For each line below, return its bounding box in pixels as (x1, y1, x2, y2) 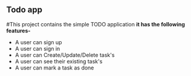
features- (6, 27, 31, 34)
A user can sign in (15, 45, 60, 52)
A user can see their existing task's (15, 57, 103, 65)
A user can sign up (15, 38, 62, 45)
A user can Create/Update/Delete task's (15, 51, 115, 59)
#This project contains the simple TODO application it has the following (6, 20, 186, 28)
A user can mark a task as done (15, 64, 94, 71)
